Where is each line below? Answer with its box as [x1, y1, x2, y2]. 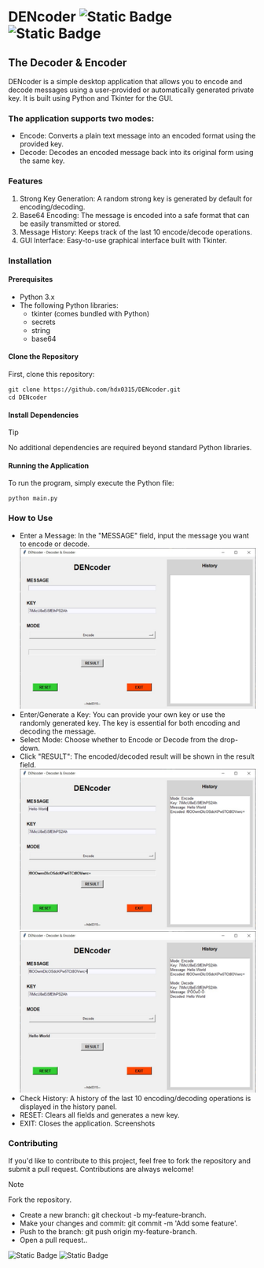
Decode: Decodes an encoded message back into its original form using [19, 148, 254, 157]
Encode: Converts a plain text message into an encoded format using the [19, 131, 256, 141]
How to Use [8, 512, 53, 523]
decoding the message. [19, 726, 97, 736]
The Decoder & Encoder [8, 56, 127, 69]
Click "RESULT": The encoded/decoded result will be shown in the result [19, 752, 255, 761]
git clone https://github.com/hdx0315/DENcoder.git [8, 386, 181, 394]
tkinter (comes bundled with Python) [31, 309, 150, 318]
